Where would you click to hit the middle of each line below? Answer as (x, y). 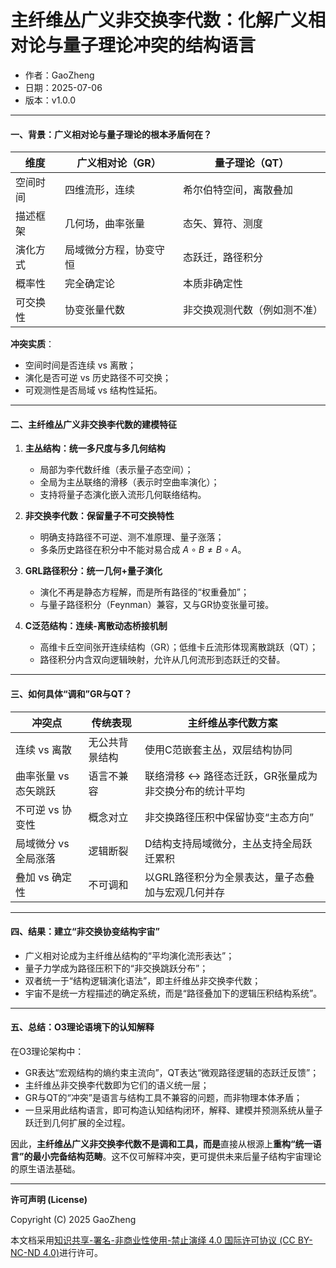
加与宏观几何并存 (185, 892)
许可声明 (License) (49, 1199)
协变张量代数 (94, 310)
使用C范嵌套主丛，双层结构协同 (218, 749)
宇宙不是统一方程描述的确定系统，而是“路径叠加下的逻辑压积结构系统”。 (173, 993)
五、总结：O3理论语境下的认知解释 (82, 1027)
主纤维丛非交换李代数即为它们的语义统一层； (117, 1085)
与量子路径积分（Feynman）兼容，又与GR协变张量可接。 (157, 605)
